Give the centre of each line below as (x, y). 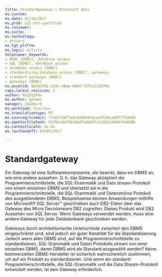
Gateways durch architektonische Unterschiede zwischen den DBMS (74, 229)
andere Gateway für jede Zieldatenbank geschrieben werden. (66, 219)
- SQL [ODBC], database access (37, 63)
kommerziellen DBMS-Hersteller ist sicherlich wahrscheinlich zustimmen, (78, 254)
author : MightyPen (24, 95)
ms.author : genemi (24, 100)
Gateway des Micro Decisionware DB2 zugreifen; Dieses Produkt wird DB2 (80, 209)
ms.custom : (16, 14)
